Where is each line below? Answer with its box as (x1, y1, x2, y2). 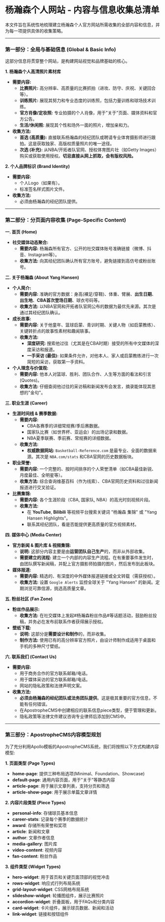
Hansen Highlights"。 (27, 515, 71, 521)
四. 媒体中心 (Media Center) (5, 531, 62, 537)
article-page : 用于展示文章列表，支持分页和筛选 (12, 783, 110, 789)
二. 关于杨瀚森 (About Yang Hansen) (5, 274, 80, 280)
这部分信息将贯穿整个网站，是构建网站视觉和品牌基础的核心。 (5, 58, 130, 64)
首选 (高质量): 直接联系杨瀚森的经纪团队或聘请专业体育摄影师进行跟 (19, 134, 156, 140)
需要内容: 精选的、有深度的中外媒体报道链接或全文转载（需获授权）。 (19, 573, 158, 579)
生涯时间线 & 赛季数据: (12, 410, 58, 416)
